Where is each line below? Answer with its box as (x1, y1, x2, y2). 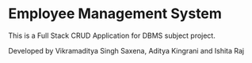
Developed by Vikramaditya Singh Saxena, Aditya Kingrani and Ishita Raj (8, 46, 244, 55)
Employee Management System (8, 5, 222, 23)
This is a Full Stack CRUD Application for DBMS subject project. (8, 31, 216, 40)
